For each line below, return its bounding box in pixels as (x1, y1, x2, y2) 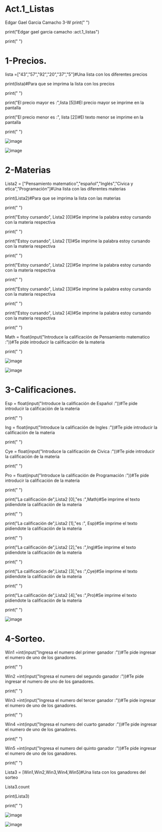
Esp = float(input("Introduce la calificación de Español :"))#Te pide (5, 400, 138, 406)
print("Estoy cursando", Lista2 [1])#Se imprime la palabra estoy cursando (5, 238, 150, 244)
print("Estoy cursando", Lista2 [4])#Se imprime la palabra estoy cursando (5, 310, 151, 316)
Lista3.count (5, 783, 30, 790)
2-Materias (5, 165, 51, 176)
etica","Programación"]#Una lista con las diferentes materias (5, 186, 126, 191)
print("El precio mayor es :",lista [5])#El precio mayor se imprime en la (5, 100, 144, 105)
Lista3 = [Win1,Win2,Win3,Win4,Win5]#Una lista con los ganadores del (5, 769, 146, 775)
